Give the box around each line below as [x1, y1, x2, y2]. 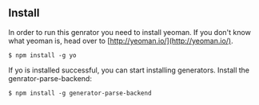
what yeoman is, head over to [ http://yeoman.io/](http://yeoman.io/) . [8, 36, 233, 45]
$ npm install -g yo [8, 51, 78, 59]
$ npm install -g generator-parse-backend [8, 89, 152, 97]
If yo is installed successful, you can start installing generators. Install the [8, 65, 250, 75]
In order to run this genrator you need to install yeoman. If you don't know [8, 27, 252, 37]
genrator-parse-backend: [8, 73, 92, 83]
